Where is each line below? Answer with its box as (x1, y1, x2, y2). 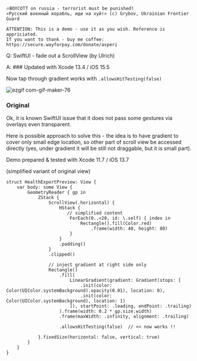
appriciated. (6, 31, 38, 37)
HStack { (59, 205, 81, 211)
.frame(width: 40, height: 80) (91, 226, 168, 232)
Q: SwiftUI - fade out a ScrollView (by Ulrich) (6, 52, 115, 59)
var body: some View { (17, 184, 73, 190)
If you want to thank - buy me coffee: (6, 37, 105, 43)
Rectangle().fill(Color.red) (80, 220, 152, 227)
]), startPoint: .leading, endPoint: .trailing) (69, 303, 192, 310)
